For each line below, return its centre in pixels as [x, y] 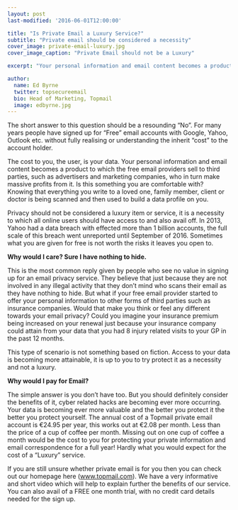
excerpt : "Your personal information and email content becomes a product [120, 66]
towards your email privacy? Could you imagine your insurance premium [113, 316]
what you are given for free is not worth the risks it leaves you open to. [110, 243]
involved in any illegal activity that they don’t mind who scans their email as [117, 286]
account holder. [30, 148]
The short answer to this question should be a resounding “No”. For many [114, 126]
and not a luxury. [32, 367]
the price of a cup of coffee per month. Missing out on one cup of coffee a [116, 433]
